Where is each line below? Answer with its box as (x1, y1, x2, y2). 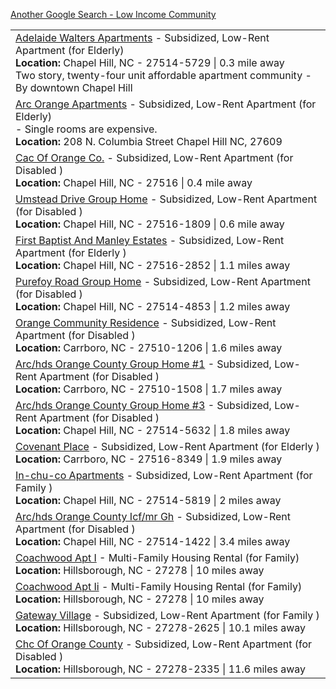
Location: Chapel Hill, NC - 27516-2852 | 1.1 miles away (15, 259, 291, 272)
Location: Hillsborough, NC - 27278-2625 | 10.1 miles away (15, 621, 307, 634)
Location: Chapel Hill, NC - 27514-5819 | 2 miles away (15, 494, 282, 507)
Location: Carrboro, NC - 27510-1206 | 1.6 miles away (15, 341, 283, 354)
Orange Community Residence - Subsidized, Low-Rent (15, 316, 277, 329)
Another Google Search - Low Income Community (10, 9, 217, 20)
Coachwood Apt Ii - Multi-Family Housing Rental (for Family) (15, 580, 303, 593)
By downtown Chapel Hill (15, 81, 133, 94)
